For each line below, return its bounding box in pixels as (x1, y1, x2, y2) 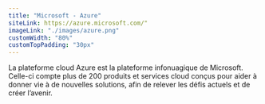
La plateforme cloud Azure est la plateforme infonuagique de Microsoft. (8, 63, 243, 72)
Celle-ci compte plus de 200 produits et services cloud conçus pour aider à (8, 71, 258, 81)
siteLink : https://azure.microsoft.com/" (8, 19, 148, 27)
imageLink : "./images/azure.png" (8, 26, 120, 34)
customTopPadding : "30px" (8, 41, 94, 49)
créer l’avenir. (8, 88, 53, 98)
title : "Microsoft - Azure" (8, 11, 102, 20)
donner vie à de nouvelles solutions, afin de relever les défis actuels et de (8, 80, 251, 90)
